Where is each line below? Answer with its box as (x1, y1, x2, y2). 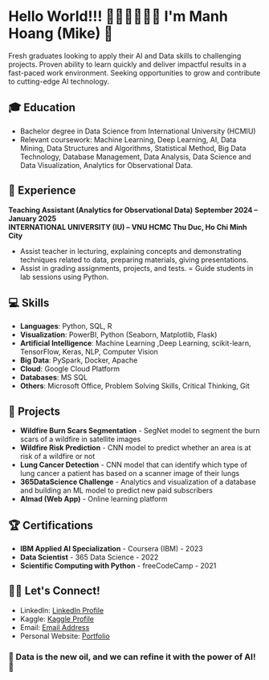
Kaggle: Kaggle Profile (19, 614, 95, 624)
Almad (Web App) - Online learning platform (19, 494, 168, 504)
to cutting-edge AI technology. (8, 76, 110, 86)
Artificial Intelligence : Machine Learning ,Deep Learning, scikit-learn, (19, 338, 251, 348)
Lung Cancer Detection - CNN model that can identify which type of (19, 460, 247, 469)
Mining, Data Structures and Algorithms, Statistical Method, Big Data (19, 143, 247, 153)
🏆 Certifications (8, 518, 94, 532)
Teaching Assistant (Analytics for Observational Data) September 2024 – (8, 205, 259, 215)
